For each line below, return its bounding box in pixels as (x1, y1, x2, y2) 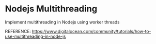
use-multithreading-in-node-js (5, 33, 66, 39)
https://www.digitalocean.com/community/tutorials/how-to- (31, 28, 151, 34)
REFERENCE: (5, 28, 31, 34)
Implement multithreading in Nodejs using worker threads (5, 19, 120, 25)
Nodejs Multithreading (5, 3, 98, 14)
